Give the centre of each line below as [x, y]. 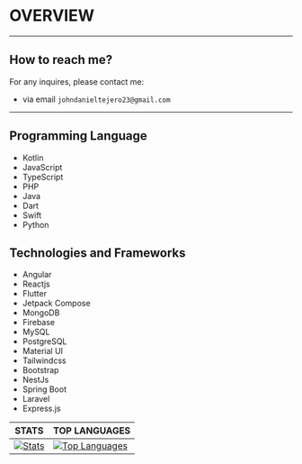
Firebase [39, 323]
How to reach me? [61, 60]
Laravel [36, 399]
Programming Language [79, 136]
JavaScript [42, 167]
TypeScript [43, 177]
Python [36, 224]
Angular [37, 275]
